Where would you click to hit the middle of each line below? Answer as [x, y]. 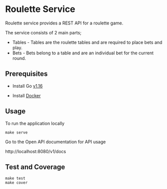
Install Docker [26, 95]
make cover [16, 183]
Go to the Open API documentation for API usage [56, 142]
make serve [16, 132]
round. [19, 58]
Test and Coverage [35, 167]
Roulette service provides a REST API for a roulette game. [64, 23]
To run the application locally [35, 123]
